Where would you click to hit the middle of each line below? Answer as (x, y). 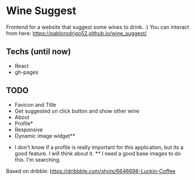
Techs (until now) (39, 52)
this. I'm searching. (37, 159)
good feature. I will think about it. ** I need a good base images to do (98, 153)
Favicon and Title (35, 104)
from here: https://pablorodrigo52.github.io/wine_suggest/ (76, 33)
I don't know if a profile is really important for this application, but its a (99, 147)
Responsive (28, 130)
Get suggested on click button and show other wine (77, 111)
